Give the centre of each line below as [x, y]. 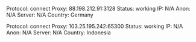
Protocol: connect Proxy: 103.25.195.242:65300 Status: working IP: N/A [95, 26]
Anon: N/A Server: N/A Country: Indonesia [59, 33]
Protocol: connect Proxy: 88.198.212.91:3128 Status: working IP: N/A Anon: [99, 9]
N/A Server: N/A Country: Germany [50, 15]
